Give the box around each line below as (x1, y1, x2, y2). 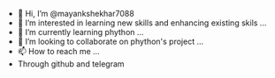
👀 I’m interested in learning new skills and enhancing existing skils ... (17, 18, 267, 28)
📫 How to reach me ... (17, 46, 100, 56)
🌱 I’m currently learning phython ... (17, 27, 144, 37)
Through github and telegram (17, 59, 126, 69)
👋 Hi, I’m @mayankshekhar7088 (17, 9, 134, 18)
